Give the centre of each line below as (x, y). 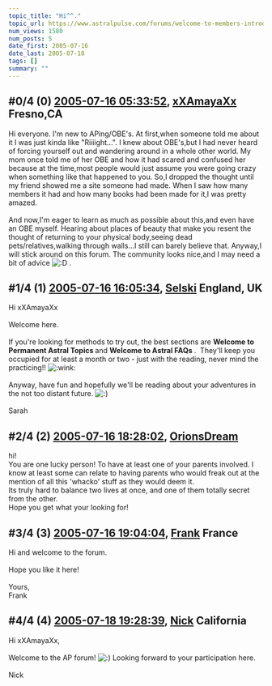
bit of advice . (40, 262)
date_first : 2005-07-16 (49, 46)
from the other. (33, 499)
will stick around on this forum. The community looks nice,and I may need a (134, 254)
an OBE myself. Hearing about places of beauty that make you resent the (130, 228)
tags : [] (23, 62)
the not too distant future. (51, 394)
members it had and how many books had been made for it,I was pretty (127, 194)
